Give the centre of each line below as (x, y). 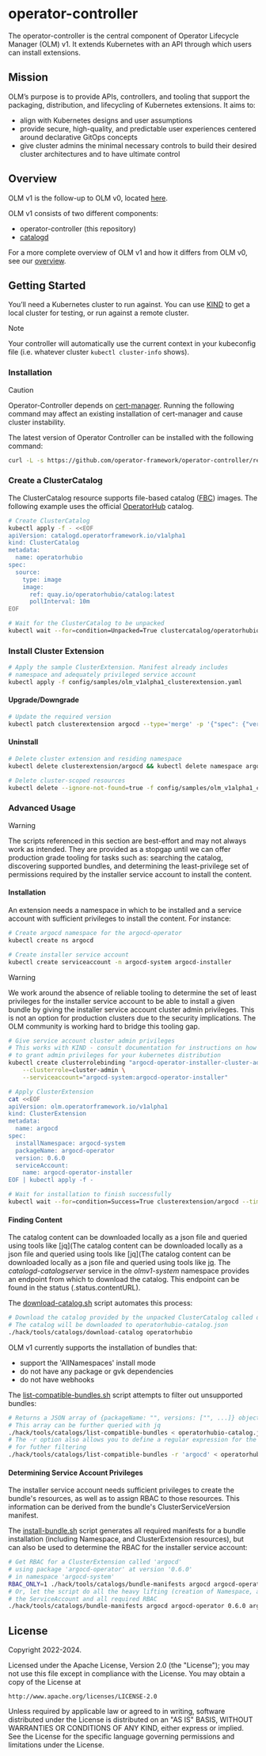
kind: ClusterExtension (47, 1114)
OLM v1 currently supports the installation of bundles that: (103, 1347)
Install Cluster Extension (56, 651)
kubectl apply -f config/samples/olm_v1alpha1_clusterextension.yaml (125, 682)
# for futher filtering (47, 1447)
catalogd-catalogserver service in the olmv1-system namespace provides (129, 1271)
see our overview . (37, 260)
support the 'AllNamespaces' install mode (87, 1363)
